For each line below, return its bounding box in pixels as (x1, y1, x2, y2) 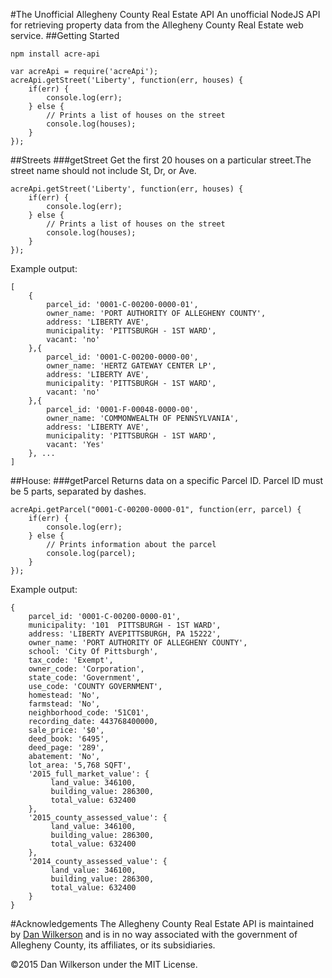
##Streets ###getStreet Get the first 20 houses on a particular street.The (10, 154, 312, 166)
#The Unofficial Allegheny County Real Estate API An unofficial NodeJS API (10, 9, 321, 20)
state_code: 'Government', (28, 673, 141, 683)
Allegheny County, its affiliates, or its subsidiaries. (10, 939, 216, 951)
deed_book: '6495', (28, 734, 110, 744)
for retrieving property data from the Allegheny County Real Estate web (10, 19, 304, 31)
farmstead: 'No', (28, 699, 101, 709)
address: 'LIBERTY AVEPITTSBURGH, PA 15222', (28, 629, 222, 639)
